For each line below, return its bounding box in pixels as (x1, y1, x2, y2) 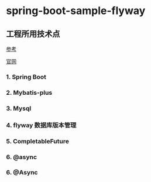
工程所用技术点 (6, 29, 60, 39)
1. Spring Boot (6, 73, 47, 81)
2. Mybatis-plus (6, 88, 53, 97)
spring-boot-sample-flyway (6, 4, 146, 18)
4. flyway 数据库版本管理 (6, 121, 77, 129)
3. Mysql (6, 104, 32, 112)
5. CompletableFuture (6, 137, 69, 145)
